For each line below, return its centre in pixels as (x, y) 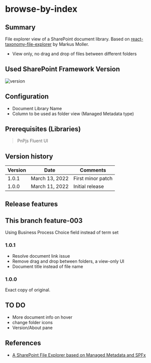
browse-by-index (41, 9)
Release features (31, 204)
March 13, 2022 (50, 179)
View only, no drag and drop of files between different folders (75, 54)
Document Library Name (37, 108)
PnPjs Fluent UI (32, 141)
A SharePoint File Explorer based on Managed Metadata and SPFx (79, 355)
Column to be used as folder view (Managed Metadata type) (73, 114)
